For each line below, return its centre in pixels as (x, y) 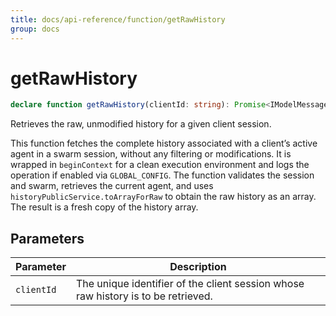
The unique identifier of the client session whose (190, 284)
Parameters (47, 238)
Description (198, 267)
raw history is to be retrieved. (144, 296)
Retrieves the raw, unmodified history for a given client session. (141, 124)
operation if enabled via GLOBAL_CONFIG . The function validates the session (162, 175)
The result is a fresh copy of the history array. (104, 207)
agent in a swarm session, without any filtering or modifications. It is (151, 154)
